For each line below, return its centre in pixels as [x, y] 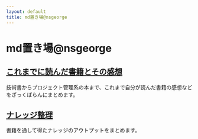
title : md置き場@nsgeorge [37, 17]
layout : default [26, 12]
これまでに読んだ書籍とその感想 [64, 72]
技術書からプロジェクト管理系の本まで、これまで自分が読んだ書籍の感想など [99, 87]
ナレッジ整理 [30, 115]
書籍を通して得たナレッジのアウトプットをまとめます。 [73, 130]
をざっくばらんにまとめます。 [42, 95]
